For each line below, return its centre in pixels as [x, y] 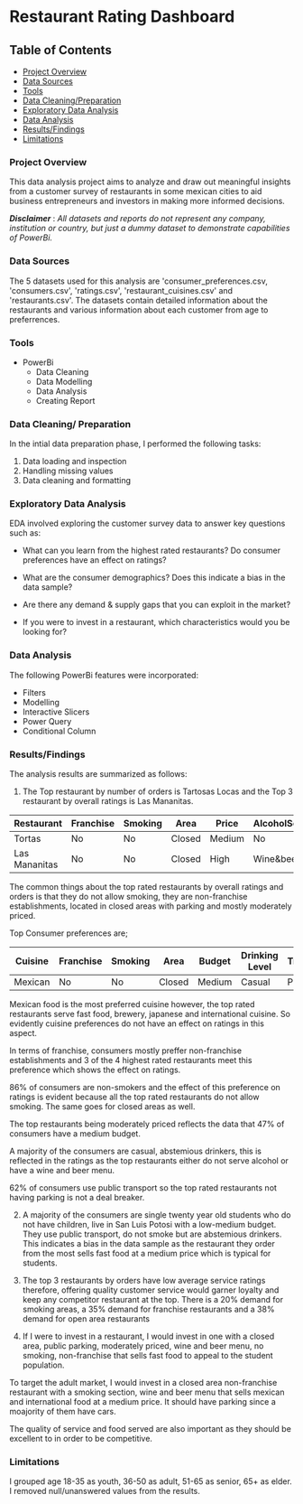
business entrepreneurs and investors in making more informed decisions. [147, 201]
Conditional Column [59, 731]
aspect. [23, 1033]
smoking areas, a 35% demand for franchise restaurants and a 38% [148, 1309]
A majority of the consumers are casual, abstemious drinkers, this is [135, 1151]
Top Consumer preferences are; [69, 933]
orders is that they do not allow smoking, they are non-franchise [129, 897]
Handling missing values [68, 471]
